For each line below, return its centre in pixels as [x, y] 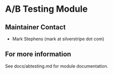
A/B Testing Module [46, 9]
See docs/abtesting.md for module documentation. [57, 66]
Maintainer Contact [35, 27]
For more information [38, 54]
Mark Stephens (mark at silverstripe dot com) [58, 39]
